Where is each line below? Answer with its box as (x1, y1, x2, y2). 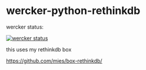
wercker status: (6, 23, 44, 30)
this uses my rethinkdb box (6, 45, 72, 53)
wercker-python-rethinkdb (6, 4, 141, 17)
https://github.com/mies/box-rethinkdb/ (6, 57, 102, 64)
